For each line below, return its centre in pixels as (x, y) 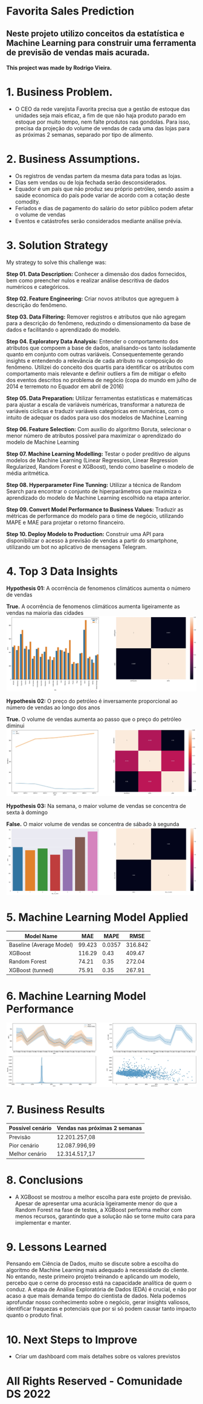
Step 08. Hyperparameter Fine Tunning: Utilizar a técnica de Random (94, 485)
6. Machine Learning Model (76, 996)
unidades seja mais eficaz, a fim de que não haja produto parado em (100, 116)
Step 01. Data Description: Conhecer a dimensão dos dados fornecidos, (96, 274)
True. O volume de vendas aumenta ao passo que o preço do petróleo (94, 720)
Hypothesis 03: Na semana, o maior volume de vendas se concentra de (96, 806)
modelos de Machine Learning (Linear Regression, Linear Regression (92, 460)
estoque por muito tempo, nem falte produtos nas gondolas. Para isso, (103, 122)
